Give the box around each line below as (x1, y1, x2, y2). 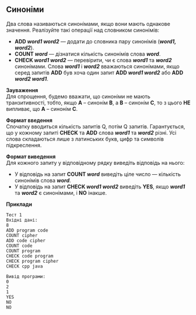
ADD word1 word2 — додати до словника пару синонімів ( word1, (14, 38, 177, 45)
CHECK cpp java (6, 263, 43, 269)
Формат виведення (6, 153, 56, 160)
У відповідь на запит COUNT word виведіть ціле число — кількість (14, 170, 181, 178)
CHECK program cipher (6, 258, 59, 264)
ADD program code (6, 227, 49, 233)
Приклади (6, 201, 32, 208)
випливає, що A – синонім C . (6, 105, 78, 112)
